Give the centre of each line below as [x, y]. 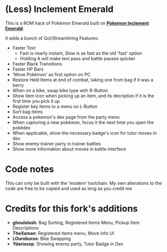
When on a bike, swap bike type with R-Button [60, 90]
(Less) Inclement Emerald [59, 9]
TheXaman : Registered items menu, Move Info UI [63, 233]
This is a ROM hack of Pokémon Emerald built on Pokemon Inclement [77, 23]
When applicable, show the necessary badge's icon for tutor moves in [84, 133]
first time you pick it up [36, 101]
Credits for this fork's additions [71, 209]
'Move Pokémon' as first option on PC [51, 74]
